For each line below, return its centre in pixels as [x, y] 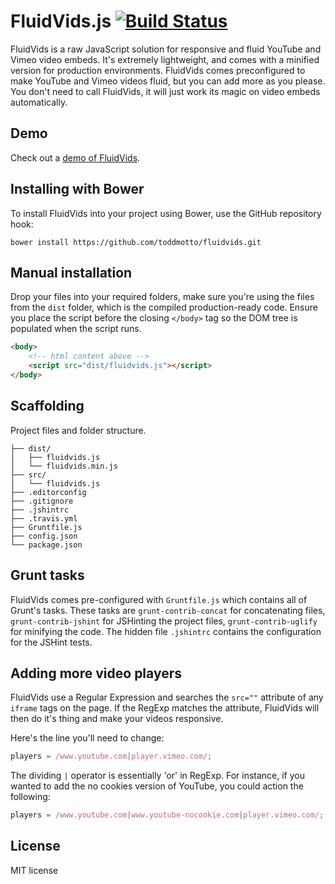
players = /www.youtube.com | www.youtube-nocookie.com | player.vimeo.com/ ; [167, 815]
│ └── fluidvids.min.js [64, 466]
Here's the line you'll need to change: [87, 738]
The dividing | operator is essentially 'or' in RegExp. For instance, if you [158, 776]
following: [30, 797]
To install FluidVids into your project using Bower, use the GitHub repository [166, 213]
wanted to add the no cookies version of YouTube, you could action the [157, 786]
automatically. [39, 102]
